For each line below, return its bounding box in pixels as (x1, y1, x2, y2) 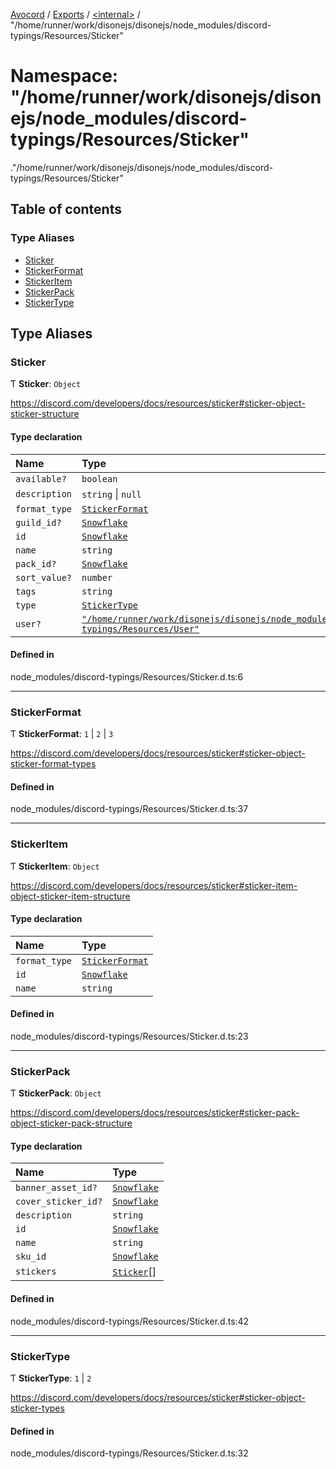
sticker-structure (10, 408, 80, 420)
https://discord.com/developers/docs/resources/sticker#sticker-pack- (10, 1107, 300, 1119)
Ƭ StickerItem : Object (10, 860, 100, 872)
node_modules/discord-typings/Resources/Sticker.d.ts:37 (10, 803, 249, 815)
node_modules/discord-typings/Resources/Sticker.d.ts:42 (10, 1315, 250, 1327)
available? (15, 473, 67, 484)
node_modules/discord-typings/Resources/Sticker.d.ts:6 (10, 670, 244, 683)
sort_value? (15, 572, 73, 583)
